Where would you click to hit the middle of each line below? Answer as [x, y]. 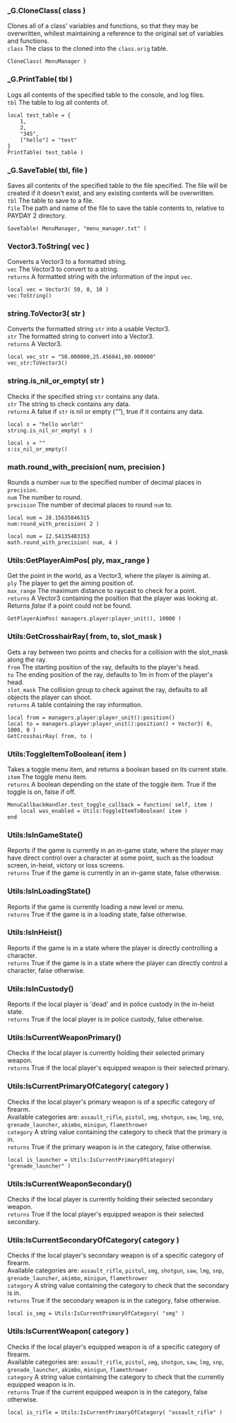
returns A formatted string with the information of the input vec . [100, 277]
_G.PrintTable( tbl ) [40, 79]
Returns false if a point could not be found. [70, 606]
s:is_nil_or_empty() [38, 449]
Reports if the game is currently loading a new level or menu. [96, 906]
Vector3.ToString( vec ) [48, 246]
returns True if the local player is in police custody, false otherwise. [106, 1019]
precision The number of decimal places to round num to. [90, 505]
